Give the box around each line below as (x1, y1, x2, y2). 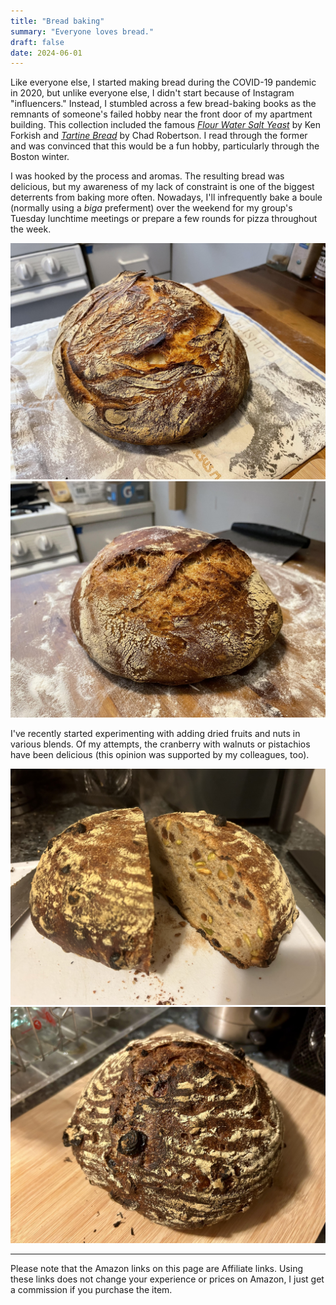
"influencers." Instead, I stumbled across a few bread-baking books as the (10, 98, 317, 110)
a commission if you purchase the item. (10, 1284, 173, 1296)
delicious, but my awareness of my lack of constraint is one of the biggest (10, 181, 315, 193)
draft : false (10, 37, 65, 47)
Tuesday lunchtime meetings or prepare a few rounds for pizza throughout (10, 213, 318, 225)
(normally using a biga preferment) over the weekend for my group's (10, 202, 293, 214)
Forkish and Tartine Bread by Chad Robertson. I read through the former (10, 130, 308, 142)
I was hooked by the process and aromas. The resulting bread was (10, 170, 285, 182)
